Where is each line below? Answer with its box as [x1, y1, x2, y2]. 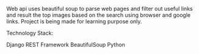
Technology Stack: [6, 29, 54, 37]
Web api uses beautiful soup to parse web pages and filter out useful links [6, 5, 194, 12]
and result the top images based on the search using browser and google [6, 11, 191, 19]
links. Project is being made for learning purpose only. [6, 18, 142, 25]
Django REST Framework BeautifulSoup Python [6, 41, 125, 48]
